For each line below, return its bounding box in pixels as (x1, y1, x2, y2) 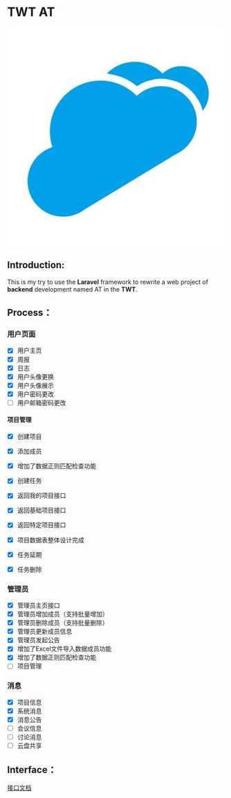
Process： (7, 307, 53, 319)
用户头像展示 (17, 381, 54, 389)
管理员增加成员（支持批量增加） (17, 610, 109, 619)
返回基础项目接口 (17, 506, 66, 515)
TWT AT (7, 4, 55, 20)
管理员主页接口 (17, 601, 60, 610)
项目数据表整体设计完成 (17, 535, 84, 544)
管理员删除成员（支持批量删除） (17, 619, 109, 627)
